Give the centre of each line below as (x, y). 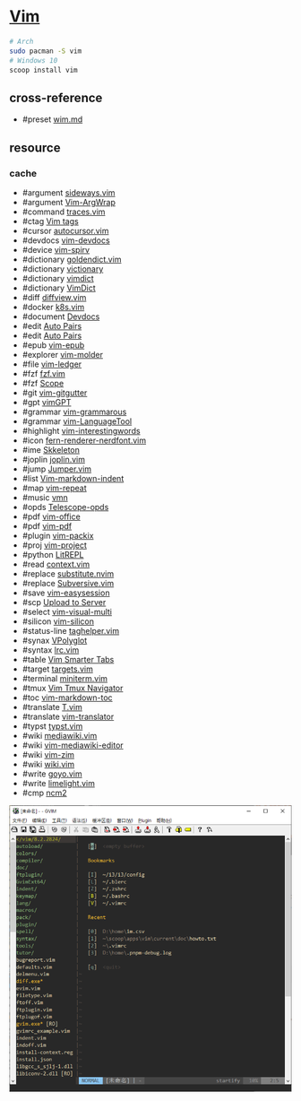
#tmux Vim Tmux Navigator (73, 688)
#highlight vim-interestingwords (81, 430)
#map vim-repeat (54, 488)
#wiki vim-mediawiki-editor (73, 745)
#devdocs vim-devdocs (66, 240)
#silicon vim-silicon (58, 621)
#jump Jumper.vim (57, 469)
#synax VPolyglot (55, 640)
